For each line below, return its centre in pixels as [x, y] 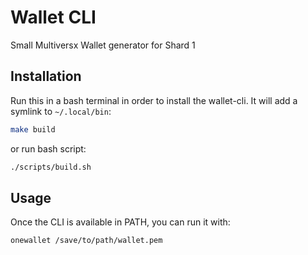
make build [33, 129]
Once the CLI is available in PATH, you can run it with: [120, 222]
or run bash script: [48, 148]
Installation [46, 76]
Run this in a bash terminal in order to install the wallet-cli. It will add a [154, 100]
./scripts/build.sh [51, 167]
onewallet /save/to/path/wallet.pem [86, 241]
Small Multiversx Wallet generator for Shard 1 [103, 45]
